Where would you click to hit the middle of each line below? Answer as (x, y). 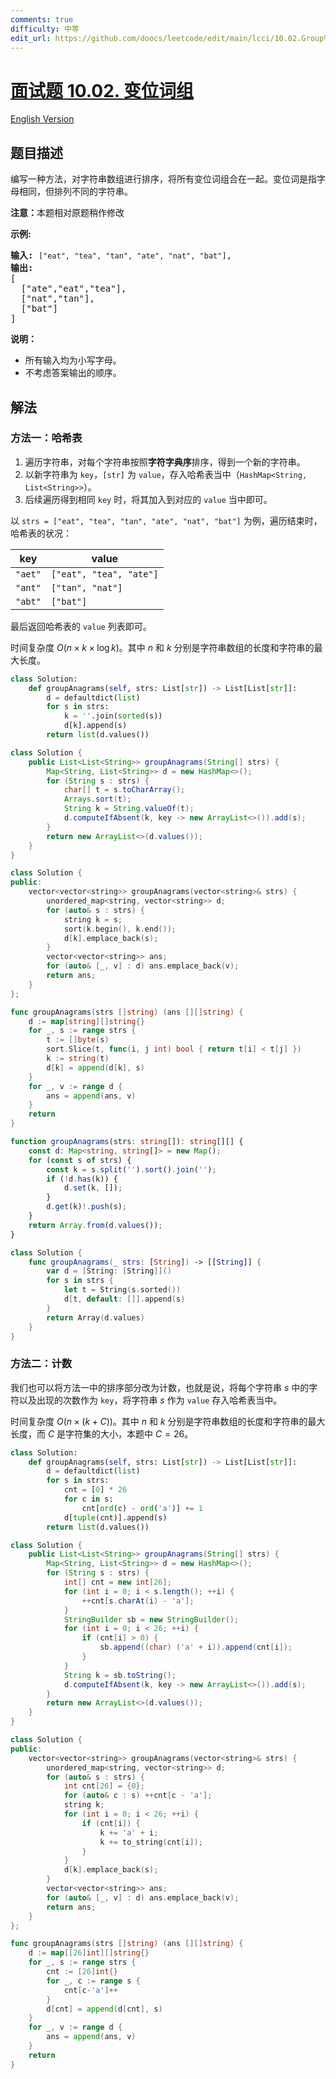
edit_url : (31, 38)
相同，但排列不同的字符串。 (75, 192)
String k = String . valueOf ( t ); (129, 809)
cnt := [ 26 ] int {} (82, 1972)
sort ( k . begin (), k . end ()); (120, 929)
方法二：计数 (41, 1364)
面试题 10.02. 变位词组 (102, 90)
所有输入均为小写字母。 (73, 360)
